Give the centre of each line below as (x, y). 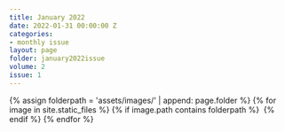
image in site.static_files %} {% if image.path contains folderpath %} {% (142, 109)
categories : (31, 34)
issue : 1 (25, 75)
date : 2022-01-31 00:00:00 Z (63, 26)
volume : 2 (28, 67)
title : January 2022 (47, 17)
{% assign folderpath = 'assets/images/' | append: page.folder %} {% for (143, 100)
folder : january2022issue (57, 58)
